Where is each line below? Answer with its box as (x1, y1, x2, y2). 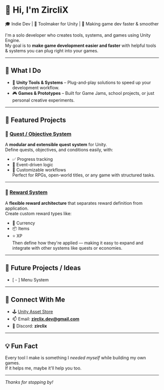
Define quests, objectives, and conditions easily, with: (5, 147, 113, 153)
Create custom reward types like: (5, 210, 72, 217)
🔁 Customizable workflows (12, 167, 66, 173)
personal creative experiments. (12, 97, 75, 103)
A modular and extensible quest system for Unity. (5, 142, 107, 148)
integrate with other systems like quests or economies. (12, 245, 123, 251)
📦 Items (12, 225, 30, 231)
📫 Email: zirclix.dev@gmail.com (12, 316, 80, 322)
